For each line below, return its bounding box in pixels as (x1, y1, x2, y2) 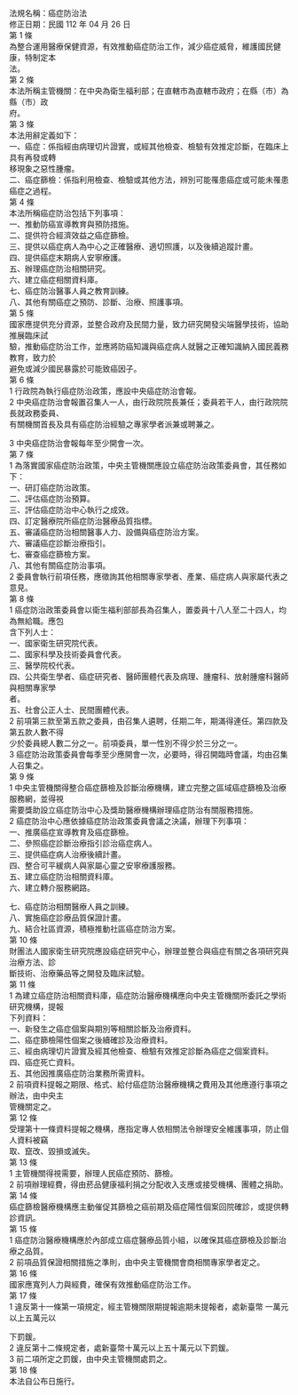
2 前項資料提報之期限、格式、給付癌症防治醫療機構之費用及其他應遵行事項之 (9, 1079, 288, 1089)
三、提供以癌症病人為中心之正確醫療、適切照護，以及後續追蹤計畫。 (9, 241, 258, 252)
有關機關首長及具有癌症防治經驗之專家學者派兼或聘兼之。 (9, 419, 219, 429)
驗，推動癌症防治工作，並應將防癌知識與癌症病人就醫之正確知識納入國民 (9, 341, 273, 351)
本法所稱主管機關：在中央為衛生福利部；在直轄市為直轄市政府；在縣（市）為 (9, 85, 289, 96)
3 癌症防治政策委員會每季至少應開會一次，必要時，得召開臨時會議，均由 (9, 750, 273, 759)
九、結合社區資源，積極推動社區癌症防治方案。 (9, 924, 180, 934)
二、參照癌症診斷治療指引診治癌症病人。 (9, 838, 157, 848)
